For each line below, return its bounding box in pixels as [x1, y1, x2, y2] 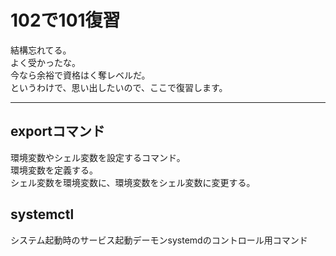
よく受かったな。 [10, 56, 81, 68]
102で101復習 [10, 9, 121, 32]
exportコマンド [10, 123, 106, 140]
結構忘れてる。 [10, 44, 72, 56]
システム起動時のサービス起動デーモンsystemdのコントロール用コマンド [10, 234, 308, 246]
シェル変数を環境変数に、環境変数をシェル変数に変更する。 [10, 176, 256, 188]
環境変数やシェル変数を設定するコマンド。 [10, 151, 186, 163]
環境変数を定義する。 [10, 164, 98, 176]
